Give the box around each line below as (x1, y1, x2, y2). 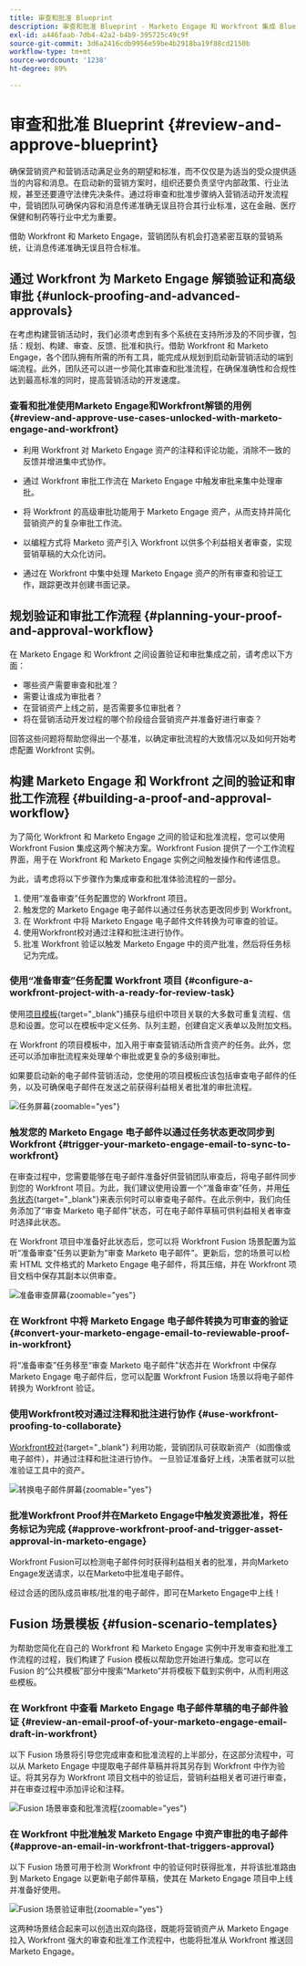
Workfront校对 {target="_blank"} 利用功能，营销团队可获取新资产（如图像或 (9, 1441, 291, 1452)
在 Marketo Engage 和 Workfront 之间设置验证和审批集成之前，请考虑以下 (9, 649, 286, 660)
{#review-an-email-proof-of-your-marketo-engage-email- (21, 1715, 288, 1728)
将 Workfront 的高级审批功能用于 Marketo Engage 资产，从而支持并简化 (22, 505, 291, 516)
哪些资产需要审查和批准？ (22, 679, 119, 690)
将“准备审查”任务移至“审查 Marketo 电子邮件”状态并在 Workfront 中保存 (9, 1360, 277, 1371)
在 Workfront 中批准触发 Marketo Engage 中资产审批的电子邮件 (9, 1828, 289, 1841)
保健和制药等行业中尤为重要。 (9, 211, 121, 222)
